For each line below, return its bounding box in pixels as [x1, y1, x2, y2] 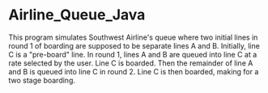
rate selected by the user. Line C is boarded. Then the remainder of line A [8, 58, 253, 68]
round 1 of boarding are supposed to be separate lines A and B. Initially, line [8, 40, 261, 50]
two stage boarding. [8, 75, 75, 85]
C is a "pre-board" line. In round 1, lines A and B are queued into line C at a [8, 49, 257, 59]
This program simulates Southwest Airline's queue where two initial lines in [8, 32, 258, 42]
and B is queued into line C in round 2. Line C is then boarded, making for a [8, 66, 259, 76]
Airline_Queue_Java [8, 6, 146, 24]
